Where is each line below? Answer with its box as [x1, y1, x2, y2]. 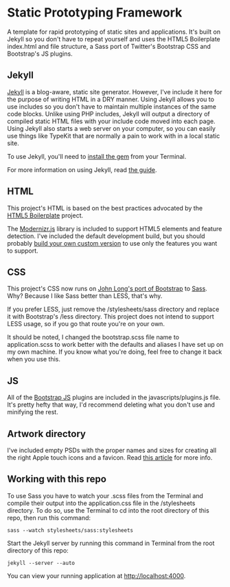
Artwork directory [7, 428, 86, 440]
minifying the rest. [7, 408, 58, 416]
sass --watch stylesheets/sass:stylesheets [7, 526, 134, 534]
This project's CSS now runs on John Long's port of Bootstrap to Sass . [7, 284, 207, 293]
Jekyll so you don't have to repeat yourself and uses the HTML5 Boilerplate [7, 34, 221, 43]
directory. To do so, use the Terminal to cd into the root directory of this [7, 506, 209, 514]
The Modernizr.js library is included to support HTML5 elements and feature [7, 224, 222, 233]
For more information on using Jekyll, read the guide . [7, 165, 157, 173]
